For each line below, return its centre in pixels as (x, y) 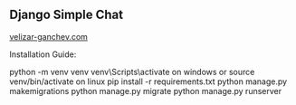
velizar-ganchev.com (49, 36)
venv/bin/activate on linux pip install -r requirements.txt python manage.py (148, 81)
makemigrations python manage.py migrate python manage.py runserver (146, 91)
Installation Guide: (43, 54)
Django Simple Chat (67, 15)
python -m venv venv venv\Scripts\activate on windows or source (132, 72)
